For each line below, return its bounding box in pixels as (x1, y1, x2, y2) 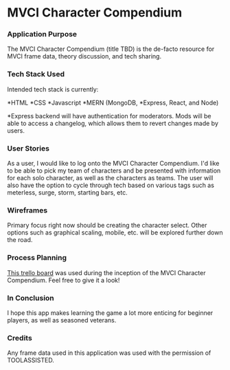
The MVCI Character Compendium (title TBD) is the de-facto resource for (7, 45, 215, 53)
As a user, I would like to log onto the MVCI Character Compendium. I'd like (7, 160, 220, 168)
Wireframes (7, 206, 48, 215)
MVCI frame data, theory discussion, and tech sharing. (7, 52, 162, 61)
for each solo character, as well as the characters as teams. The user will (7, 174, 214, 182)
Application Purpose (7, 30, 78, 39)
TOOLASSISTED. (7, 356, 55, 364)
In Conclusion (7, 293, 55, 303)
